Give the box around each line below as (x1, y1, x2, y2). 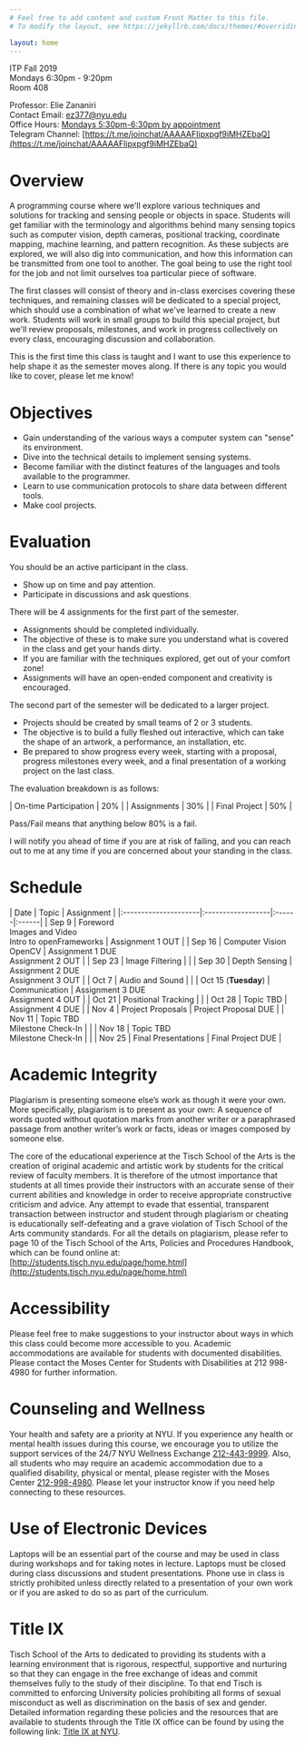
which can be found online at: (9, 1248, 121, 1258)
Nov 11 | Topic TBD (9, 1013, 80, 1024)
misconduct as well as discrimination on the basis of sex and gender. (9, 1697, 268, 1708)
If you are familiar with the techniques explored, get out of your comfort (22, 653, 290, 664)
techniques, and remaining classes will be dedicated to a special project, (9, 295, 281, 306)
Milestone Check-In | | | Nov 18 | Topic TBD (9, 1023, 171, 1034)
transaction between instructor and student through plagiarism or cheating (9, 1208, 289, 1219)
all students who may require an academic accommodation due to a (9, 1457, 263, 1468)
